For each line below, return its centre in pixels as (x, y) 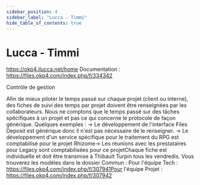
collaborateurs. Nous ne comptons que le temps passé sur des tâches (93, 112)
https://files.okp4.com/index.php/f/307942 (59, 175)
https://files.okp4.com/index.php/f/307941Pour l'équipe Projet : (84, 169)
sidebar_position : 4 (32, 12)
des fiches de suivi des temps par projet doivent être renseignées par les (97, 105)
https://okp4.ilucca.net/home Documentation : (63, 69)
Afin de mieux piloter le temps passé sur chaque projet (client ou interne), (97, 99)
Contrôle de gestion (31, 87)
